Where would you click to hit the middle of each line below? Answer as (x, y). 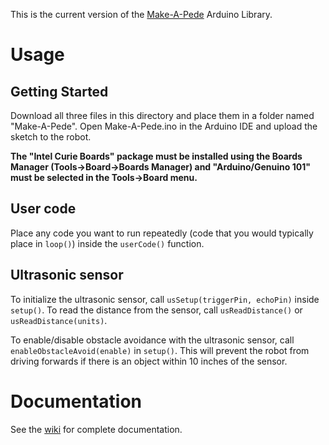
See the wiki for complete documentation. (96, 429)
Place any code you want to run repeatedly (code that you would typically (162, 233)
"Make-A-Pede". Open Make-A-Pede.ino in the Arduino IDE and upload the (164, 126)
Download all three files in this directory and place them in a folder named (162, 115)
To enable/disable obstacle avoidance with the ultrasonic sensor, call (152, 340)
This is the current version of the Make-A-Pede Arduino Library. (141, 14)
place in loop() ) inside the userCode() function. (107, 243)
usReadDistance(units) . (59, 320)
